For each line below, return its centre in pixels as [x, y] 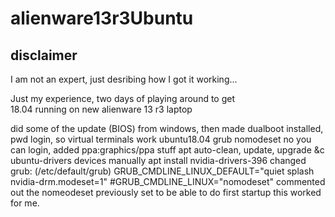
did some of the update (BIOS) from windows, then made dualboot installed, [167, 128]
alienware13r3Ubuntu [102, 18]
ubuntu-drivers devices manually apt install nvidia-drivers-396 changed [158, 160]
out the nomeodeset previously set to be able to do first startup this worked [166, 192]
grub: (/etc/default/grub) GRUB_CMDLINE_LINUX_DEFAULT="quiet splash [162, 171]
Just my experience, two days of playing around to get [123, 98]
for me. [25, 203]
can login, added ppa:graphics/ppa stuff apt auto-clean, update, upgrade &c [167, 150]
